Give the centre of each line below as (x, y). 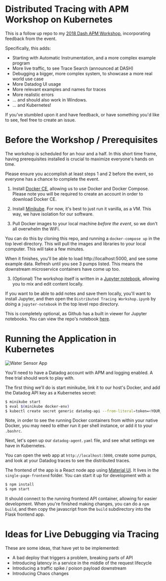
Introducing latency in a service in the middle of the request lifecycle (82, 563)
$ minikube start (23, 402)
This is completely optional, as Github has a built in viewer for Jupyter (76, 313)
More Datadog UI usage (37, 84)
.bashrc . (14, 431)
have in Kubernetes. (25, 446)
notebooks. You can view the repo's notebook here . (58, 319)
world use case (28, 79)
